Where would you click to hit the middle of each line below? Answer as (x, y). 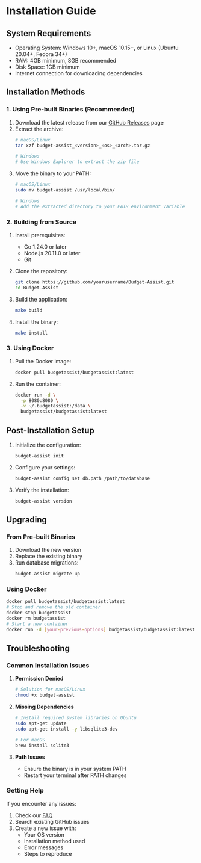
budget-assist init (39, 456)
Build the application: (41, 299)
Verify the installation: (42, 490)
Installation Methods (46, 92)
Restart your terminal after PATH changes (75, 775)
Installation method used (54, 841)
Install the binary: (36, 322)
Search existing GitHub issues (52, 821)
